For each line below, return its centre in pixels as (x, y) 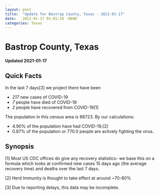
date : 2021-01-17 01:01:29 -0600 (41, 18)
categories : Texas (24, 23)
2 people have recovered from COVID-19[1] (55, 107)
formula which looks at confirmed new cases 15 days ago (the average (76, 163)
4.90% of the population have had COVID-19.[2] (60, 126)
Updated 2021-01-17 (26, 61)
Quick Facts (24, 76)
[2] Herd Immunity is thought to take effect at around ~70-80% (68, 178)
